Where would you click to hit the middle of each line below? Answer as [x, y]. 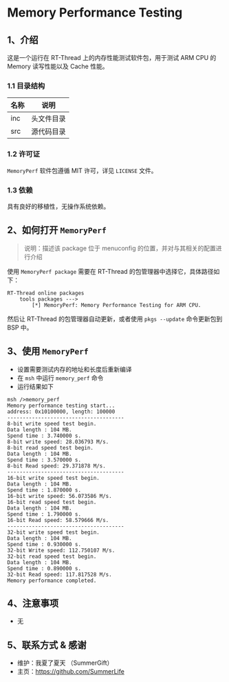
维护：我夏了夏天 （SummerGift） [65, 663]
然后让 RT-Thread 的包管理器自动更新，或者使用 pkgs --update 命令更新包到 [115, 319]
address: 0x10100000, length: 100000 [61, 412]
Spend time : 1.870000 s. [44, 490]
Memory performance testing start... [61, 405]
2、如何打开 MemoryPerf [57, 230]
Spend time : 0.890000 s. [44, 568]
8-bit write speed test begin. [52, 423]
